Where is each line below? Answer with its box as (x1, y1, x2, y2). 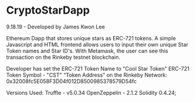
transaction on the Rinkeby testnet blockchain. (6, 53, 121, 60)
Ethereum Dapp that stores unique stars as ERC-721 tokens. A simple (6, 34, 176, 42)
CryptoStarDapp (6, 4, 90, 17)
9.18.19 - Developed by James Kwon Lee (6, 23, 105, 30)
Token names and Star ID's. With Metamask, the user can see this (6, 47, 169, 54)
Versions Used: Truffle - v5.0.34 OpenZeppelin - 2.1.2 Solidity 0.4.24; (6, 89, 176, 96)
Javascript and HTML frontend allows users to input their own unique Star (6, 41, 188, 48)
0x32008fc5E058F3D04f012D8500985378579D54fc (6, 78, 137, 85)
